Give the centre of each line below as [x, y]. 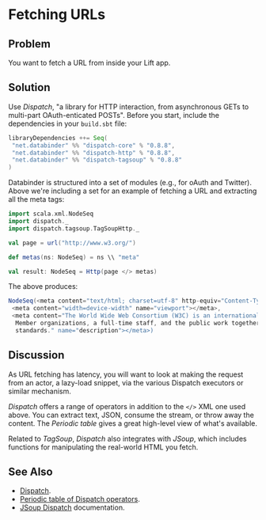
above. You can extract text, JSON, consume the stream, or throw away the [131, 415]
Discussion [36, 355]
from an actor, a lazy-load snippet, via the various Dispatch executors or [126, 382]
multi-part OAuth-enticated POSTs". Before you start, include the [114, 115]
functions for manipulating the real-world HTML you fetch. [103, 447]
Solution [29, 87]
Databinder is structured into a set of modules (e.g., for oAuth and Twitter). [130, 183]
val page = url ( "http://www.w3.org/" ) [72, 243]
